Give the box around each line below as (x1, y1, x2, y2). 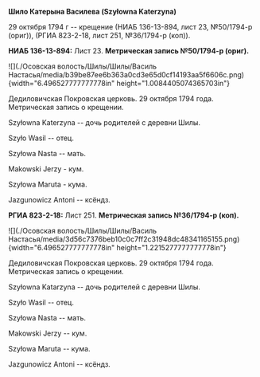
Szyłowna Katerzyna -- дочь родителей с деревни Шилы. (8, 118, 201, 127)
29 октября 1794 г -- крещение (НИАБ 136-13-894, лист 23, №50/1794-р (8, 22, 253, 31)
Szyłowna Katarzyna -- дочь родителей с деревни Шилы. (8, 282, 201, 292)
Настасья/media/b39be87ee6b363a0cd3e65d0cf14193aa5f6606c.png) (8, 70, 245, 79)
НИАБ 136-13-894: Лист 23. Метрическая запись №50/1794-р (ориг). (8, 46, 249, 55)
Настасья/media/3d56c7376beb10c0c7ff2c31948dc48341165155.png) (8, 234, 240, 244)
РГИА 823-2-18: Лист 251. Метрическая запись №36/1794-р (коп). (8, 210, 239, 220)
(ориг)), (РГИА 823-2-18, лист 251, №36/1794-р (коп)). (8, 31, 191, 40)
